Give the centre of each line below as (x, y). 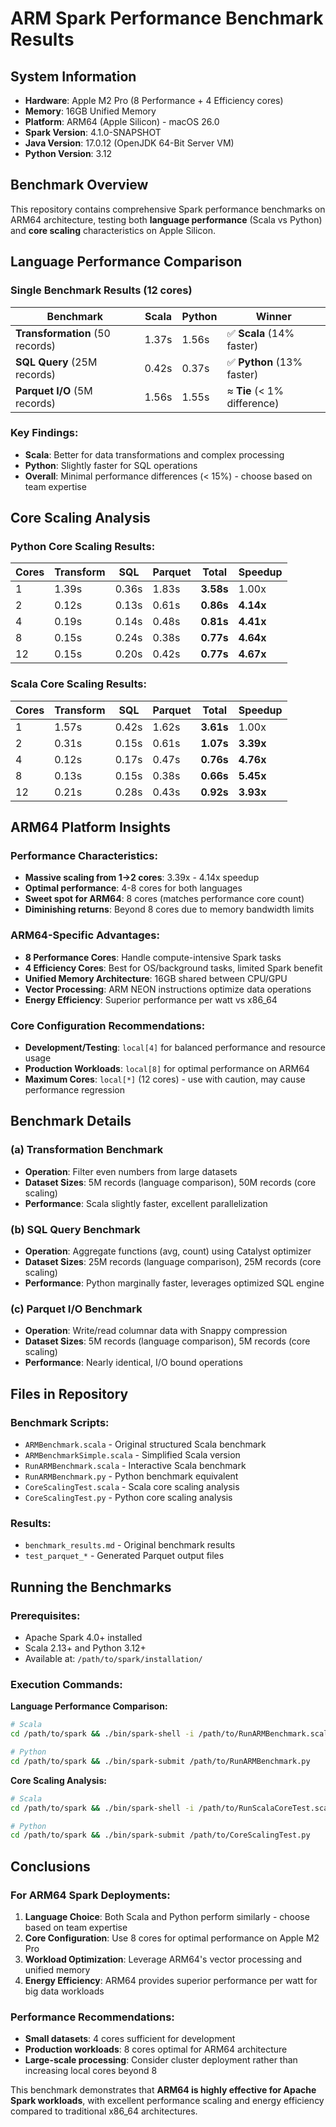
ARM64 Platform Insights (91, 827)
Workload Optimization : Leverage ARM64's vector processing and (163, 1959)
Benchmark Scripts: (60, 1422)
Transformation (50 (63, 333)
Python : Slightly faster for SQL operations (111, 465)
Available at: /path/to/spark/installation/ (113, 1659)
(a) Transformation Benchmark (87, 1150)
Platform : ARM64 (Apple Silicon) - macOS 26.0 (122, 121)
